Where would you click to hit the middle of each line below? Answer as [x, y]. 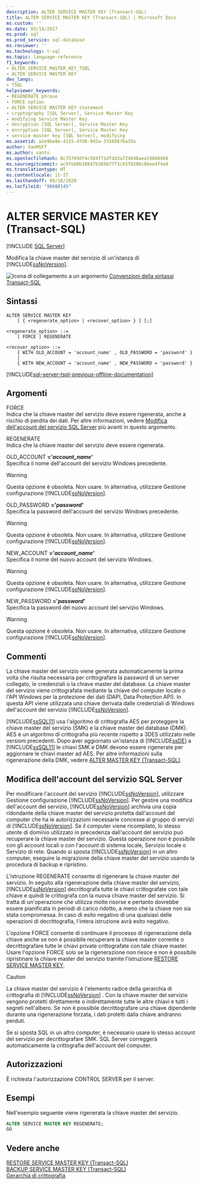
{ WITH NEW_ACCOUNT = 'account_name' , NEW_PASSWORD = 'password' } [105, 363]
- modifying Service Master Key [47, 119]
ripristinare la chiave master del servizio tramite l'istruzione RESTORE [92, 959]
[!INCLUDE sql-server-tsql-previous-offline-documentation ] [80, 374]
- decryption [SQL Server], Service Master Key [67, 125]
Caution [16, 977]
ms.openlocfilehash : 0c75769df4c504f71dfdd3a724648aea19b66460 [87, 158]
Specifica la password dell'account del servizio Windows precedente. [93, 512]
